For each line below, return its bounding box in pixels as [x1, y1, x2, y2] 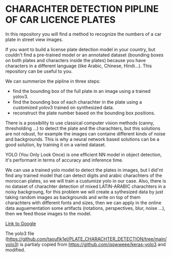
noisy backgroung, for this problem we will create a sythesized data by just [5, 188, 164, 195]
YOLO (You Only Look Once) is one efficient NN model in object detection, [5, 151, 162, 157]
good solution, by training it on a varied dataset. [5, 142, 106, 148]
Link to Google [5, 220, 36, 226]
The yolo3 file [5, 230, 34, 236]
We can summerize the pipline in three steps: [5, 78, 101, 84]
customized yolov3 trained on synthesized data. [12, 104, 114, 110]
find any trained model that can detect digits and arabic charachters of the [5, 172, 162, 179]
